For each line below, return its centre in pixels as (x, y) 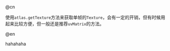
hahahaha (16, 44)
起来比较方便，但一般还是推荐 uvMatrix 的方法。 (55, 24)
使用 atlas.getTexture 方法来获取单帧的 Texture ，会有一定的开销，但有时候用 (85, 17)
